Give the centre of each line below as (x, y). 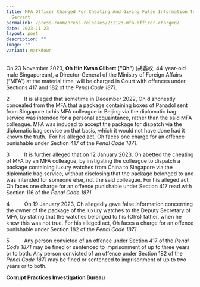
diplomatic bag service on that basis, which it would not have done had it (96, 130)
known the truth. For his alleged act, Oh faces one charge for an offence (96, 137)
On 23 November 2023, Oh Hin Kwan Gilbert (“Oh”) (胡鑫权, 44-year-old (96, 68)
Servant (21, 17)
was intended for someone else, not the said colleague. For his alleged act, (98, 179)
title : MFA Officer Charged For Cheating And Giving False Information (97, 12)
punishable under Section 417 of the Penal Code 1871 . (72, 143)
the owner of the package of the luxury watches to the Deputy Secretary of (99, 210)
